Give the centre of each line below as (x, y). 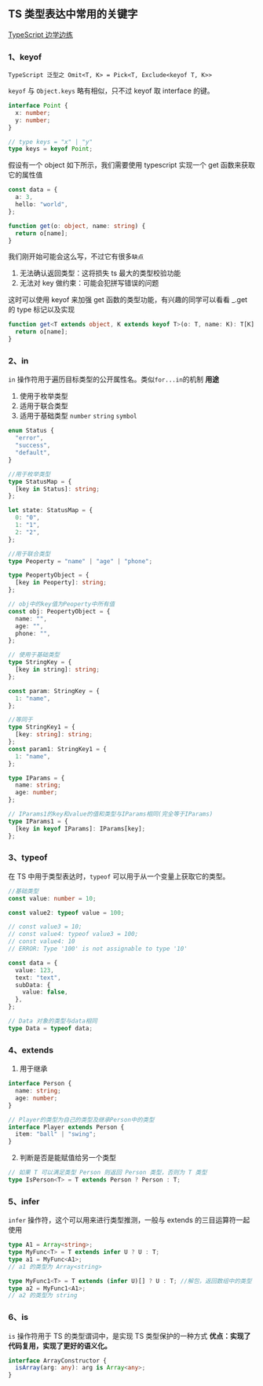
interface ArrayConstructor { (58, 1360)
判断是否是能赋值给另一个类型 (68, 1158)
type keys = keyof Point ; (50, 149)
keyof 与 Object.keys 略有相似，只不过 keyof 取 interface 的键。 (111, 91)
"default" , (33, 453)
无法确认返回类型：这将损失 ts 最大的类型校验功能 (100, 273)
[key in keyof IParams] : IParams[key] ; (80, 828)
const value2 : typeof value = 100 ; (66, 912)
